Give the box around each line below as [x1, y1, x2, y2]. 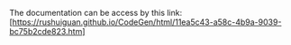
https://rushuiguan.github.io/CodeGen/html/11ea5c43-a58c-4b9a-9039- [12, 17, 282, 27]
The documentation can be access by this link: [9, 8, 183, 18]
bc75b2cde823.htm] [9, 26, 86, 36]
